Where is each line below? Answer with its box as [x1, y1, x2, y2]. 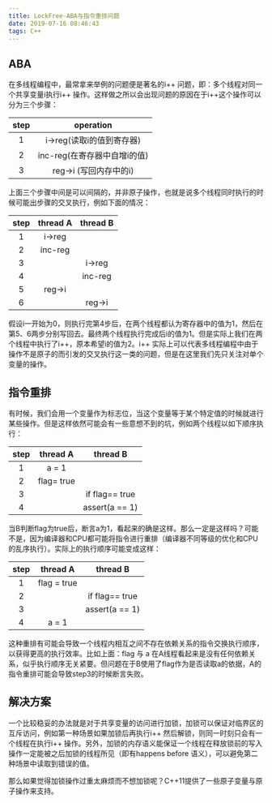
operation [74, 119, 113, 131]
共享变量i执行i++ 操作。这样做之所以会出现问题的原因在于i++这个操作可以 [15, 90, 261, 100]
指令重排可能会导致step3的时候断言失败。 [8, 669, 148, 678]
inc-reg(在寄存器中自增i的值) [37, 150, 149, 161]
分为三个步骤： [8, 100, 58, 109]
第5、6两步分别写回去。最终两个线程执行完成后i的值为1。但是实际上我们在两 [8, 329, 263, 339]
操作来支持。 [15, 786, 58, 796]
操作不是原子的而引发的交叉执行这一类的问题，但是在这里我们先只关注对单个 [8, 350, 264, 359]
